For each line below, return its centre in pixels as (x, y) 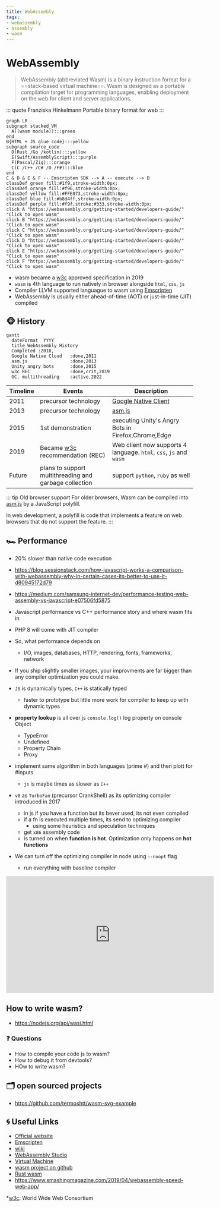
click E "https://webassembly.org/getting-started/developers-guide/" (95, 251)
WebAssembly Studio (41, 1155)
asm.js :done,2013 (54, 361)
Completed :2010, (33, 351)
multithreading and (66, 475)
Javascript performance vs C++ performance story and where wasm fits (103, 612)
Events (73, 391)
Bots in (122, 427)
